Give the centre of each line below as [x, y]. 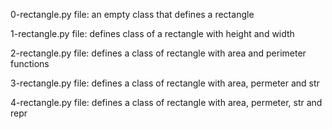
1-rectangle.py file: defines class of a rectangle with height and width [152, 33]
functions [30, 63]
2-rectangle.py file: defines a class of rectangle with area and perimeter [158, 53]
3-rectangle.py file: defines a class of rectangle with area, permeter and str [165, 83]
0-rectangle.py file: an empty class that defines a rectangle [132, 14]
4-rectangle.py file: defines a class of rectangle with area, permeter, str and [166, 102]
